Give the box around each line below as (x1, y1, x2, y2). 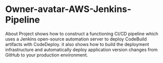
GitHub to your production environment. (5, 51, 88, 58)
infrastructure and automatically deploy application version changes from (5, 46, 158, 52)
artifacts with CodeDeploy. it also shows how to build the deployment (5, 41, 149, 47)
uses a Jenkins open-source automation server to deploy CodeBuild (5, 36, 147, 42)
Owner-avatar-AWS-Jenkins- (5, 3, 132, 15)
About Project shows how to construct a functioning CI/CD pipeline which (5, 30, 158, 36)
